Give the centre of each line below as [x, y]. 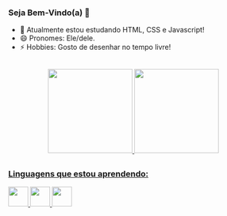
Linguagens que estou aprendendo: [79, 174]
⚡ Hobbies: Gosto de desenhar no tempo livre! [95, 47]
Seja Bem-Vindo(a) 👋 [49, 13]
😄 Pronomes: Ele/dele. [57, 38]
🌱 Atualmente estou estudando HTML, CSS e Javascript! [112, 30]
